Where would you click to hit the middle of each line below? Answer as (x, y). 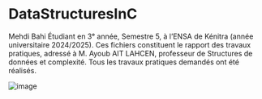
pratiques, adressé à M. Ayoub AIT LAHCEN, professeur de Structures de (131, 53)
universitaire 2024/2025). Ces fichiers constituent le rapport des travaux (130, 44)
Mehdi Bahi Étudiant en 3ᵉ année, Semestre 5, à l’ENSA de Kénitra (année (131, 36)
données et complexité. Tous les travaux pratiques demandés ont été (124, 62)
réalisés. (22, 70)
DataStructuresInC (73, 14)
